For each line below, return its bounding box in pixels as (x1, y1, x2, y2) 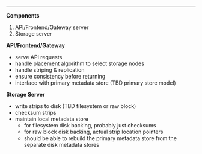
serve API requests (14, 54, 63, 60)
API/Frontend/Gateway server (14, 24, 89, 31)
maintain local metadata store (14, 115, 89, 123)
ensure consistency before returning (14, 73, 106, 80)
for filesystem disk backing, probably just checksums (23, 122, 156, 129)
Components (6, 12, 40, 19)
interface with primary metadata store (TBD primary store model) (14, 79, 176, 86)
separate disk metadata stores (23, 141, 99, 148)
